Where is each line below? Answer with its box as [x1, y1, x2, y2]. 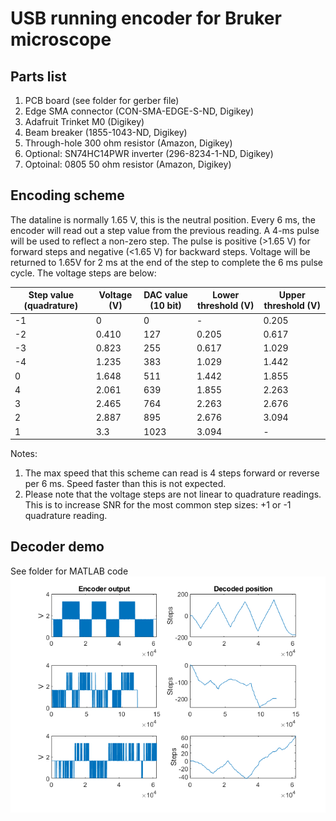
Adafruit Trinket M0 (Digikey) [24, 116, 145, 127]
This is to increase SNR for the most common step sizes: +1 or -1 [24, 499, 292, 511]
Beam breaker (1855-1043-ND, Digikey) [24, 127, 188, 138]
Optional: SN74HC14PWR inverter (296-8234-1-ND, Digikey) [24, 148, 274, 159]
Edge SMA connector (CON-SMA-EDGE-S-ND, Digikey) [24, 105, 255, 117]
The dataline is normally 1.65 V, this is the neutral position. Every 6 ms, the [10, 213, 316, 226]
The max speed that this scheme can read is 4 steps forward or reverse [24, 467, 320, 479]
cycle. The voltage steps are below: [10, 267, 157, 279]
